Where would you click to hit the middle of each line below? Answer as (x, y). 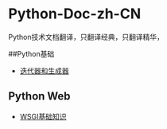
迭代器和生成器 (44, 70)
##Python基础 (31, 53)
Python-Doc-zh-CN (75, 14)
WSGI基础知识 (43, 116)
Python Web (39, 96)
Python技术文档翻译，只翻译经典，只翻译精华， (86, 37)
